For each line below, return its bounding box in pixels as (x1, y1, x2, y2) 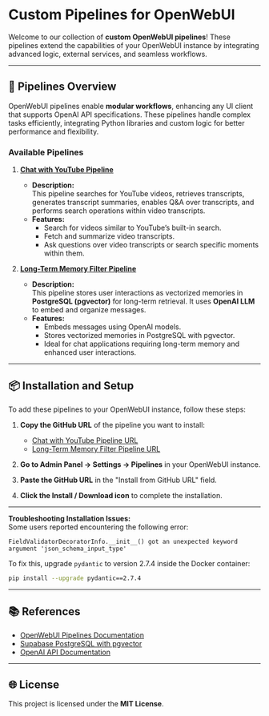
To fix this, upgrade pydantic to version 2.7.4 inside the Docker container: (8, 558, 251, 568)
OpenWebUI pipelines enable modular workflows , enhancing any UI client (8, 101, 254, 111)
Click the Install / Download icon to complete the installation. (19, 490, 223, 500)
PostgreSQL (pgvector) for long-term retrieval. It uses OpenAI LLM (31, 296, 255, 306)
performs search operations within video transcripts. (31, 206, 206, 215)
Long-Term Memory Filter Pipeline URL (31, 444, 161, 453)
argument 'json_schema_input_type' (8, 545, 127, 553)
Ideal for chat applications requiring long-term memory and (43, 339, 240, 349)
